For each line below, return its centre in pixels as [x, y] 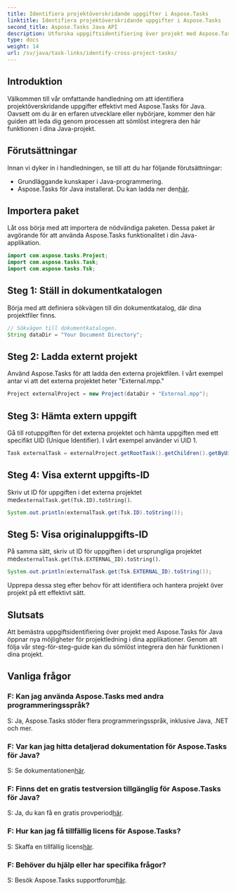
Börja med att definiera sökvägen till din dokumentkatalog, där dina [104, 308]
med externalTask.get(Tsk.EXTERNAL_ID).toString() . [84, 559]
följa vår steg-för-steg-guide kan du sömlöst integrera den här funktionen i [115, 647]
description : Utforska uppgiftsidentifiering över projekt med [102, 33]
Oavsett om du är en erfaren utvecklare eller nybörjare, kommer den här [111, 113]
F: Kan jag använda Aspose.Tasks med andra [85, 697]
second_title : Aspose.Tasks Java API [63, 27]
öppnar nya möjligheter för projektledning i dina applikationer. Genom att [112, 640]
